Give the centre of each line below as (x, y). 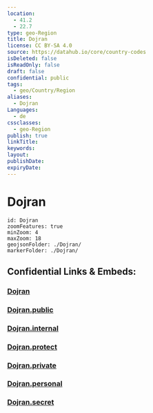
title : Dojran (28, 39)
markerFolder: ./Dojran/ (43, 250)
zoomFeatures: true (35, 226)
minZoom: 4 (23, 232)
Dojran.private (32, 365)
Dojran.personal (35, 384)
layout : (18, 155)
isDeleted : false (32, 59)
